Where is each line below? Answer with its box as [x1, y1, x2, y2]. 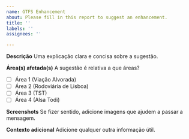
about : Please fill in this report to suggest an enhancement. [6, 14, 168, 20]
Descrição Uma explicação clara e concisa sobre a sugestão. [6, 53, 158, 60]
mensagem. [6, 114, 35, 122]
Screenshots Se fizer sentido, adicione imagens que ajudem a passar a [6, 108, 183, 116]
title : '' [6, 20, 31, 26]
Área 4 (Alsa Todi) [14, 96, 60, 104]
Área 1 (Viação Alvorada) [14, 76, 77, 83]
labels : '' [6, 25, 34, 32]
